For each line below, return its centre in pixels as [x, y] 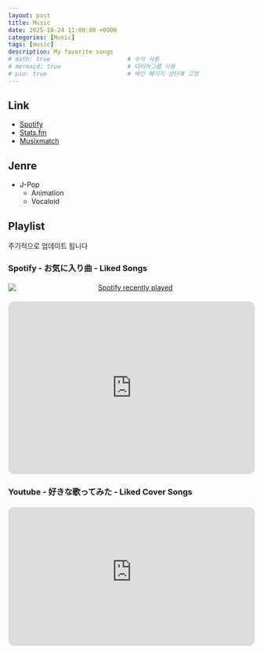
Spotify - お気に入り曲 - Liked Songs [77, 268]
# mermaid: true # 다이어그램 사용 [92, 67]
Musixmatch [39, 141]
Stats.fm [33, 133]
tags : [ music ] [31, 45]
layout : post [29, 15]
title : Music [29, 23]
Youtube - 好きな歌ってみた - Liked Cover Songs [101, 491]
